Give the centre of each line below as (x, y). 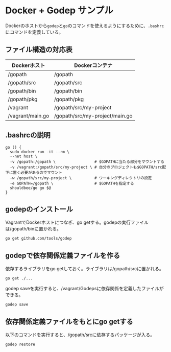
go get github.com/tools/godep (39, 239)
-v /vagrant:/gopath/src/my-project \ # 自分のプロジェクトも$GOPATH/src (86, 167)
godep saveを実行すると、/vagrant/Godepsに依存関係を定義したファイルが (85, 289)
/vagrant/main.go (29, 115)
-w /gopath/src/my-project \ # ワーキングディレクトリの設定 (81, 178)
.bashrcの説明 (28, 135)
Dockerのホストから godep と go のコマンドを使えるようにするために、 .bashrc (85, 26)
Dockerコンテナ (93, 65)
